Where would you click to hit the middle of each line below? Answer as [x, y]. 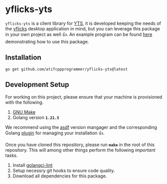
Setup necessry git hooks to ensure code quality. [64, 170]
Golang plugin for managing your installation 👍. [55, 133]
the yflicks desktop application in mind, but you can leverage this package [83, 28]
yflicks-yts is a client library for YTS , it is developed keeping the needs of [83, 23]
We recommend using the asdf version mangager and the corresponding [81, 127]
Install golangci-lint [33, 165]
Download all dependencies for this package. [60, 176]
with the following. [25, 102]
